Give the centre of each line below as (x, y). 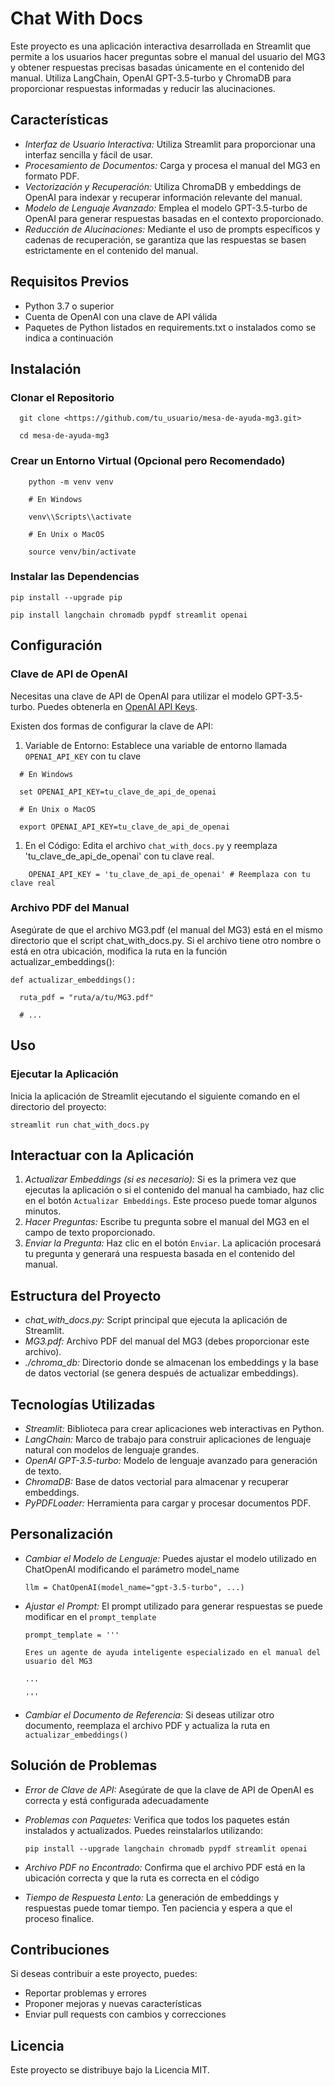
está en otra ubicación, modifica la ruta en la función (119, 951)
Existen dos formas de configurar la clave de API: (112, 726)
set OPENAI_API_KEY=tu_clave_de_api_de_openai (118, 792)
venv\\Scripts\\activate (80, 517)
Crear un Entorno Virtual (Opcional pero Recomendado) (148, 461)
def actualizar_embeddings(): (73, 980)
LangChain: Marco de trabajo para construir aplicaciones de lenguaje (168, 1439)
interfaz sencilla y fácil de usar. (88, 154)
